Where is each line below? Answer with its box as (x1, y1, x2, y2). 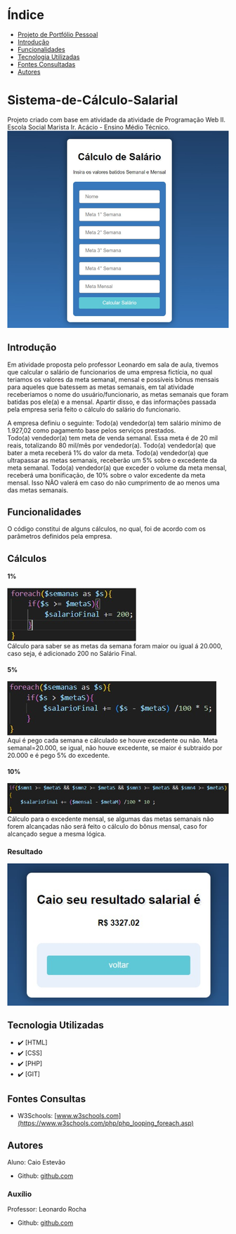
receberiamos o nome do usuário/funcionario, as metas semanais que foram (7, 390, 229, 398)
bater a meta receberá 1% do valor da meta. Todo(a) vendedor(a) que (7, 448, 209, 457)
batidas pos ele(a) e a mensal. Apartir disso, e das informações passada (7, 398, 216, 406)
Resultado (7, 847, 44, 857)
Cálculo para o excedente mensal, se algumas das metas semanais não (7, 815, 214, 823)
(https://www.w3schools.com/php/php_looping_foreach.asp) (17, 1119, 195, 1127)
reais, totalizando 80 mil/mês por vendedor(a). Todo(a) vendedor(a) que (7, 441, 216, 449)
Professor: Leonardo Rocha (7, 1205, 86, 1214)
